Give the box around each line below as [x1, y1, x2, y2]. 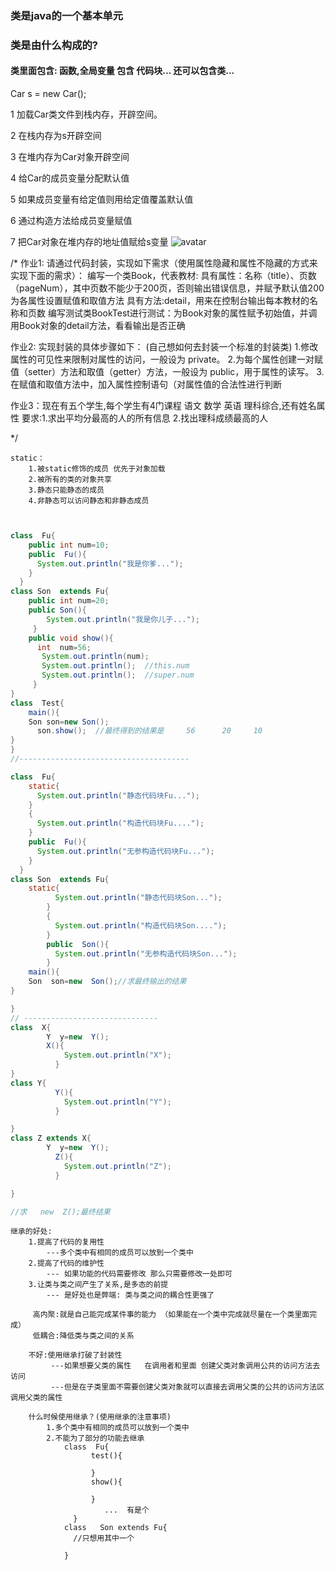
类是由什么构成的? [10, 38, 99, 52]
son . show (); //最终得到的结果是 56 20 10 [36, 726, 263, 736]
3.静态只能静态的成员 [28, 485, 105, 496]
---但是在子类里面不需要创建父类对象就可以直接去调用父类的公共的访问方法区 [50, 1382, 325, 1392]
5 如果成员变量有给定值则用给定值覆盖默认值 [10, 193, 194, 206]
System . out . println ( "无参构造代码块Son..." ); [54, 948, 238, 959]
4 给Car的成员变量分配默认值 [10, 172, 130, 184]
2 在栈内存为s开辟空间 [10, 130, 102, 142]
